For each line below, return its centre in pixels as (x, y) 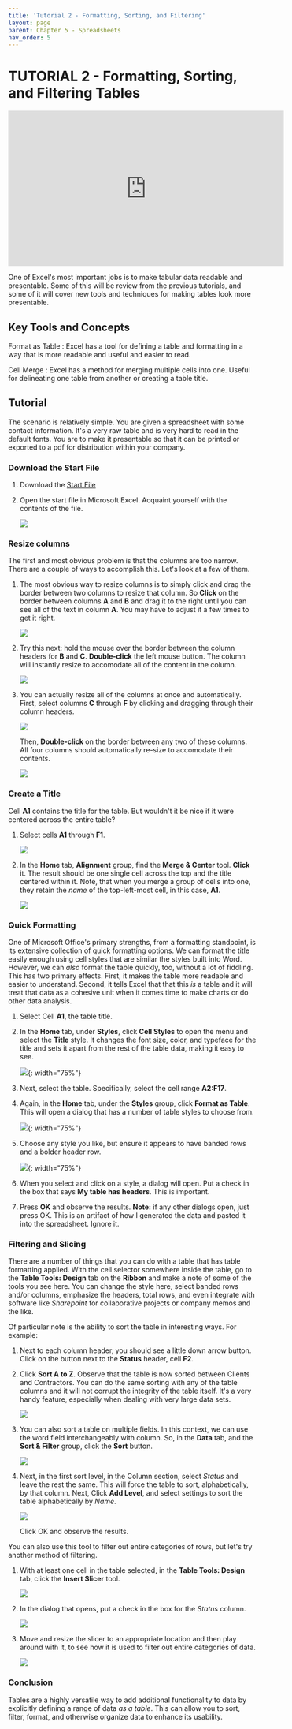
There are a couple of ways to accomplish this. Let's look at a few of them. (129, 569)
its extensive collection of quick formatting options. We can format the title (129, 950)
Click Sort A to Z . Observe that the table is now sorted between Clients (135, 1374)
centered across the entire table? (62, 819)
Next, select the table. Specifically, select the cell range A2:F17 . (123, 1088)
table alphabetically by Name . (68, 1501)
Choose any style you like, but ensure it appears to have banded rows (133, 1143)
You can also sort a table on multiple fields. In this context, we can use (134, 1429)
